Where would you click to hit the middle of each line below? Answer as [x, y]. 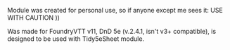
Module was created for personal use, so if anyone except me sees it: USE [115, 10]
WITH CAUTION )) [33, 18]
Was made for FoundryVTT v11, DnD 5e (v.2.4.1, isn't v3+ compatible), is [112, 31]
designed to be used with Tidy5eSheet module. [76, 39]
